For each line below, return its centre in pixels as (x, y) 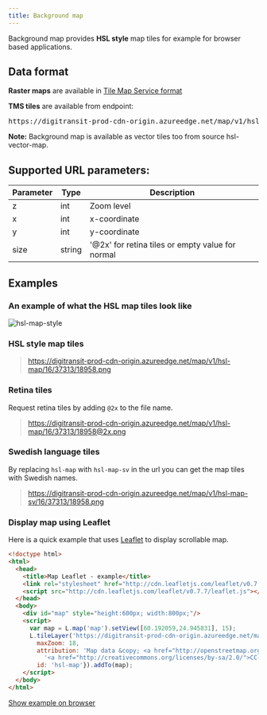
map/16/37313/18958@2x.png (77, 432)
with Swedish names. (43, 478)
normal (103, 255)
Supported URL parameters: (79, 170)
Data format (39, 72)
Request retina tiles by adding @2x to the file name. (91, 408)
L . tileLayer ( (51, 635)
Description (172, 193)
